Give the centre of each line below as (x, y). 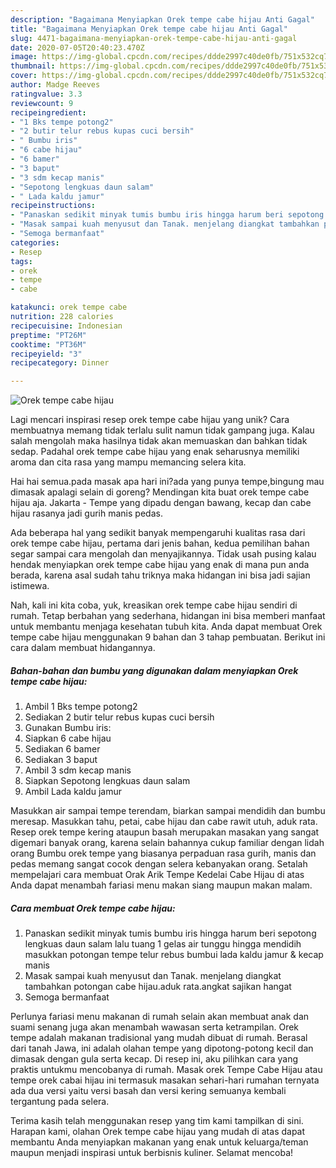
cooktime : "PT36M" (48, 344)
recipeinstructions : (53, 206)
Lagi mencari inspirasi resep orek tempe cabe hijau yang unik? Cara (150, 420)
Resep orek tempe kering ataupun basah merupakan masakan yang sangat (165, 832)
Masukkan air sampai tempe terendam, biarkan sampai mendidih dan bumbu (168, 811)
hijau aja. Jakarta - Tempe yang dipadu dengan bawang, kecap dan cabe (161, 503)
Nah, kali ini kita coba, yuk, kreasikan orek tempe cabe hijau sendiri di (154, 605)
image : (24, 57)
